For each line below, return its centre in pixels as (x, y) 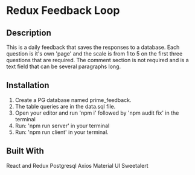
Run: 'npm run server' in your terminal (62, 126)
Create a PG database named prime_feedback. (73, 100)
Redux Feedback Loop (63, 11)
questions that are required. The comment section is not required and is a (97, 60)
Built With (25, 151)
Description (29, 33)
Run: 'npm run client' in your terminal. (62, 132)
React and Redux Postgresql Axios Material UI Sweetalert (77, 165)
